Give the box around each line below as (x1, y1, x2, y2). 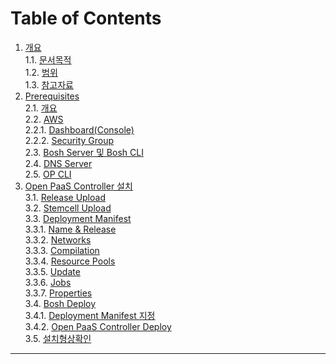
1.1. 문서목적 (24, 53, 72, 66)
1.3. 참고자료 (24, 78, 74, 91)
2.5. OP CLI (24, 168, 72, 180)
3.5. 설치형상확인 (24, 332, 92, 344)
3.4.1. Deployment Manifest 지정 (24, 309, 156, 321)
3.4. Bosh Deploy (24, 297, 97, 309)
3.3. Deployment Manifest (24, 212, 132, 224)
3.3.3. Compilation (24, 244, 100, 256)
